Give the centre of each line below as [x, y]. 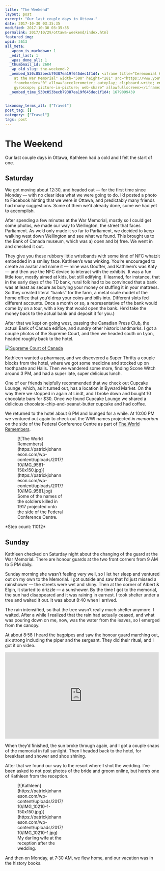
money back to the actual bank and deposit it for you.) [60, 313]
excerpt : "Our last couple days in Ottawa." [51, 19]
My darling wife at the [40, 838]
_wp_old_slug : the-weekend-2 [39, 69]
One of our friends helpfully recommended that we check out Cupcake [77, 383]
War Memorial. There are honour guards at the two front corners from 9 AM [82, 560]
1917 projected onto [37, 507]
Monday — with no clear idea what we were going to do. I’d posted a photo [81, 195]
